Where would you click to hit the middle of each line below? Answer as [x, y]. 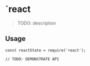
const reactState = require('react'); [45, 50]
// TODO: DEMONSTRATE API [32, 59]
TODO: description [37, 23]
